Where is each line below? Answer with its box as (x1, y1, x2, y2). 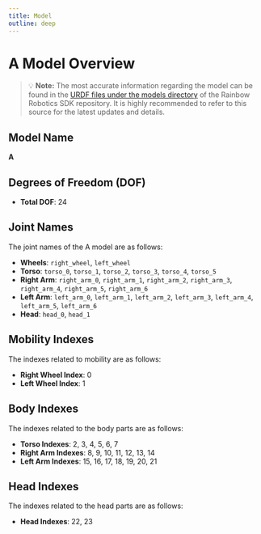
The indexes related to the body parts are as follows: (8, 423, 184, 433)
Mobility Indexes (8, 333, 95, 346)
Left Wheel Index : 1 (19, 378, 86, 388)
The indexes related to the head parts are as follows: (8, 501, 183, 511)
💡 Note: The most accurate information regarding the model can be (27, 81, 253, 91)
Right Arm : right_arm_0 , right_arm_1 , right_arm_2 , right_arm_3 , (19, 274, 233, 284)
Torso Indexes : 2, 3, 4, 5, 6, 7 (19, 439, 119, 449)
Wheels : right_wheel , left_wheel (19, 257, 131, 267)
